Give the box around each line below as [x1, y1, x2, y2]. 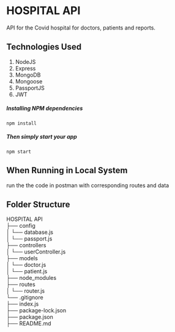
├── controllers [6, 242, 47, 249]
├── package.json [6, 314, 54, 321]
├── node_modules [6, 274, 57, 282]
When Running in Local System [6, 165, 128, 176]
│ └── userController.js [6, 248, 66, 255]
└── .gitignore [6, 294, 44, 301]
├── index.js [6, 300, 39, 307]
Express [15, 64, 36, 72]
